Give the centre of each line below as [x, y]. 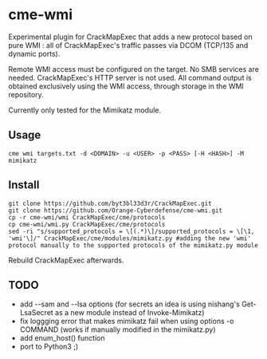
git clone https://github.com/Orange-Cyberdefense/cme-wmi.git [116, 210]
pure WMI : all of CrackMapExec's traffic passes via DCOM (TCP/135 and [128, 45]
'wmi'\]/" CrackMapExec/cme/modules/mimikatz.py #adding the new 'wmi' [130, 238]
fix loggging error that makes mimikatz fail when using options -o [127, 322]
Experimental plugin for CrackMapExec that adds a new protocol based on [130, 37]
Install [24, 185]
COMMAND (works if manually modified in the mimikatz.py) [118, 329]
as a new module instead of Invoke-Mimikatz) [130, 313]
